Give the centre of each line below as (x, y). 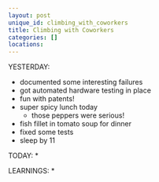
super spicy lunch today (59, 107)
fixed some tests (46, 132)
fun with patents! (47, 99)
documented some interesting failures (81, 82)
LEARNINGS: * (31, 171)
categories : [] (33, 37)
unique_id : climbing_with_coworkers (68, 23)
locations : (26, 45)
